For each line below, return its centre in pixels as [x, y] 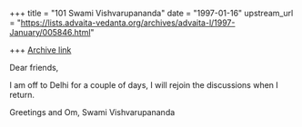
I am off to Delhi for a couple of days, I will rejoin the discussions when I [144, 85]
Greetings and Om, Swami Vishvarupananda [92, 112]
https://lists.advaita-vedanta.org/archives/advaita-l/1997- [128, 23]
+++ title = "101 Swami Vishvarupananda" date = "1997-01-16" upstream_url [151, 13]
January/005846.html [50, 32]
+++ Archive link [40, 50]
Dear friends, [34, 68]
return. [22, 95]
